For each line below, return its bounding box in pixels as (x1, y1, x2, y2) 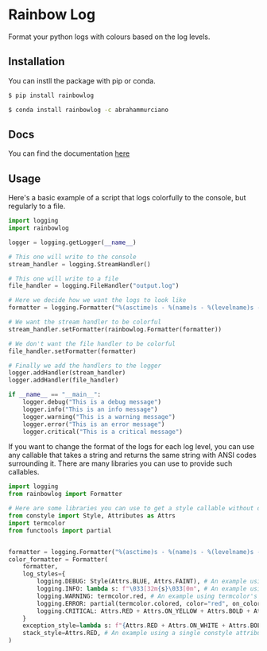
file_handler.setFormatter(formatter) (8, 347, 137, 355)
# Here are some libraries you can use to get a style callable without (8, 505, 254, 513)
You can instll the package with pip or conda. (8, 76, 157, 85)
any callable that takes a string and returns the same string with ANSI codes (8, 451, 257, 460)
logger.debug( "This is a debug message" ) (22, 398, 161, 406)
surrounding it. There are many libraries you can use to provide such (8, 459, 233, 468)
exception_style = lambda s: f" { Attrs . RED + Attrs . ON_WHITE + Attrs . (22, 622, 250, 630)
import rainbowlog (8, 224, 69, 232)
